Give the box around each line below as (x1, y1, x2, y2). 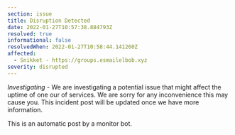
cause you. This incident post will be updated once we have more (7, 97, 200, 107)
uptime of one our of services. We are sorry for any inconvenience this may (7, 90, 229, 99)
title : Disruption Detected (7, 17, 91, 24)
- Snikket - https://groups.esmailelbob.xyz (13, 57, 148, 64)
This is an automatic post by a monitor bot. (7, 119, 133, 128)
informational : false (7, 37, 72, 44)
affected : (7, 50, 37, 58)
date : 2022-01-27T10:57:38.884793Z (7, 23, 113, 31)
